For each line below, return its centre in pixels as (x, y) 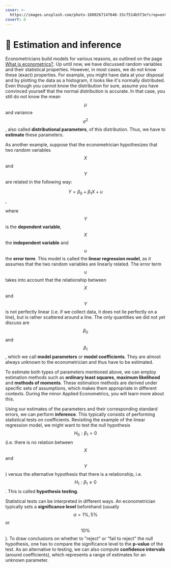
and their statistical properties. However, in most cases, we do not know (81, 70)
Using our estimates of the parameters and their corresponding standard (81, 409)
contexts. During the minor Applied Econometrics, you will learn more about (85, 394)
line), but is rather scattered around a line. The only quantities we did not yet (85, 317)
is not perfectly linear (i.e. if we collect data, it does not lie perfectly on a (81, 312)
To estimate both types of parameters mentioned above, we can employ (81, 372)
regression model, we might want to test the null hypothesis (68, 425)
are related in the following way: (39, 182)
